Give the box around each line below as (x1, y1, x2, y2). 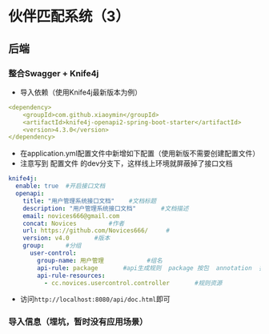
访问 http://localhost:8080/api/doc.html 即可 (19, 294, 171, 304)
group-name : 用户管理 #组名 (37, 256, 163, 264)
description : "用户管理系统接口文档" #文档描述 (22, 204, 189, 212)
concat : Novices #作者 (22, 219, 125, 227)
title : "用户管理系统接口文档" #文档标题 (22, 197, 157, 205)
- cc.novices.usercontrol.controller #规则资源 (43, 279, 223, 287)
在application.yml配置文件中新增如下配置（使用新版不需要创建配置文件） (19, 149, 260, 159)
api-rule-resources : (37, 272, 106, 280)
